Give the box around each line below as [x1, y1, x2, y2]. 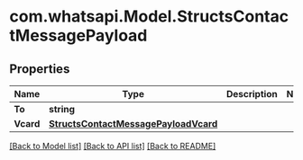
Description [225, 88, 278, 100]
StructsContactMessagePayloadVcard [49, 118, 218, 129]
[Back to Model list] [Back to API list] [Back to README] [9, 141, 216, 151]
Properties [9, 61, 70, 76]
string [49, 103, 75, 115]
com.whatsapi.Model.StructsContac [9, 6, 289, 27]
